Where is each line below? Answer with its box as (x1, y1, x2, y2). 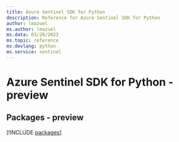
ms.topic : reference (6, 37, 59, 43)
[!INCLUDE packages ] (6, 129, 62, 136)
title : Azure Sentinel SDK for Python (6, 9, 105, 15)
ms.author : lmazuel (6, 26, 56, 32)
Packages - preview (6, 113, 84, 123)
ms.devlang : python (6, 43, 56, 50)
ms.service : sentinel (6, 49, 62, 55)
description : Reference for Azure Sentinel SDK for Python (6, 15, 161, 21)
